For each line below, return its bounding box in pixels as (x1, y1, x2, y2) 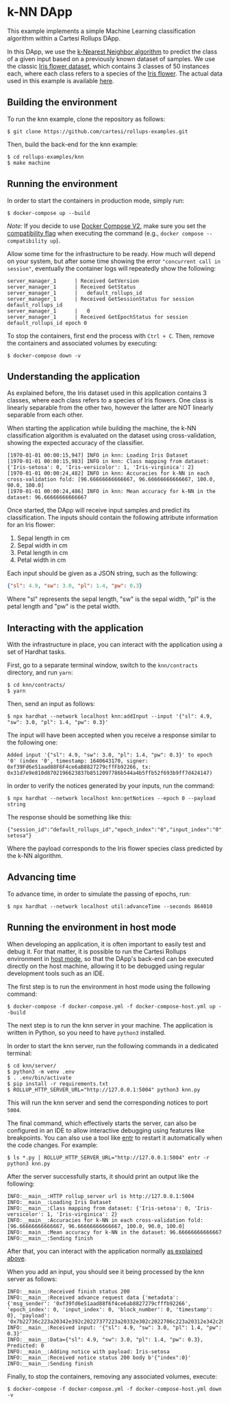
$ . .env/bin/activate (7, 1074, 72, 1081)
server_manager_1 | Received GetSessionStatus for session (7, 295, 194, 302)
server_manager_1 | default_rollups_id (7, 289, 142, 296)
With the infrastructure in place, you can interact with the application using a (7, 640, 222, 649)
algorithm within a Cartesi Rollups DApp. (7, 34, 121, 42)
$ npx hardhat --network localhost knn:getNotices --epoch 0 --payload (7, 795, 216, 802)
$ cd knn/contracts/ (7, 681, 66, 689)
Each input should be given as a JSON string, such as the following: (7, 569, 198, 578)
